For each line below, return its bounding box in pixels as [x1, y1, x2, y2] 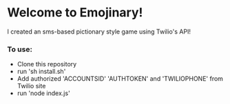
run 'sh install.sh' [17, 67, 66, 76]
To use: [7, 44, 33, 54]
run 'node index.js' [17, 89, 70, 97]
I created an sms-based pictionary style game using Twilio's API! [7, 27, 191, 36]
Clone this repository [17, 60, 77, 68]
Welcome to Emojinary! [7, 5, 143, 21]
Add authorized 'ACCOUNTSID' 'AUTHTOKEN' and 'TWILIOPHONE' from [17, 75, 224, 83]
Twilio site [17, 82, 46, 90]
